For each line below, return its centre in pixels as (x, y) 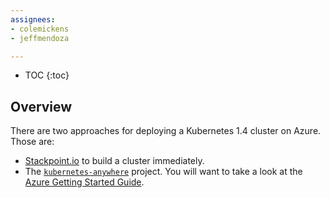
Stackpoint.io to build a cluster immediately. (114, 161)
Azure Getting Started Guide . (84, 182)
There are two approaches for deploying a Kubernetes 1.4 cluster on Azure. (166, 131)
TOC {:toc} (47, 75)
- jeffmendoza (40, 38)
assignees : (33, 19)
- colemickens (40, 29)
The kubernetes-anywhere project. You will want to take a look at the (163, 172)
